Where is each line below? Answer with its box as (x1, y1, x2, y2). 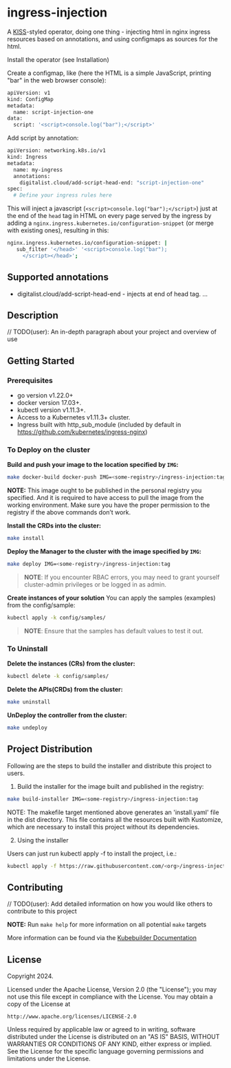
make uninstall (7, 699, 51, 706)
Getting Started (7, 355, 75, 367)
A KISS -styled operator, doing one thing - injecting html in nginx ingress (7, 28, 211, 36)
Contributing (7, 882, 63, 893)
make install (7, 535, 45, 542)
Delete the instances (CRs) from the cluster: (7, 660, 135, 668)
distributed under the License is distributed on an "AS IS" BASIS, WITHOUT (7, 1033, 220, 1041)
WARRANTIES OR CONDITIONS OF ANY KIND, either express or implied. (7, 1040, 212, 1048)
